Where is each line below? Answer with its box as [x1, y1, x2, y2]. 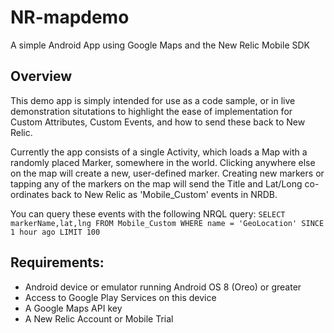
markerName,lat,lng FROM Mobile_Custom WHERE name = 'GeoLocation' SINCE [10, 218, 325, 228]
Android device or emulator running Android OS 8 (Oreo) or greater [24, 281, 302, 293]
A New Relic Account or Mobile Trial [24, 312, 174, 325]
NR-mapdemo [10, 6, 130, 29]
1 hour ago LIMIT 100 [10, 227, 101, 237]
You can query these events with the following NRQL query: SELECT [10, 207, 286, 220]
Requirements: [10, 254, 105, 271]
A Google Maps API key [24, 302, 123, 314]
